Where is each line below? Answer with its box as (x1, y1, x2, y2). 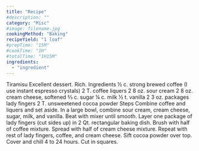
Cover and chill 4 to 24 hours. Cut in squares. (6, 138, 119, 146)
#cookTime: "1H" (6, 48, 47, 54)
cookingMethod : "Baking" (6, 31, 68, 37)
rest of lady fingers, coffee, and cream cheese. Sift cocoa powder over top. (6, 132, 192, 139)
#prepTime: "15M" (6, 43, 50, 49)
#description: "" (6, 14, 50, 20)
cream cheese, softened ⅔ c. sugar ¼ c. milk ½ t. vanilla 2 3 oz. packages (6, 93, 189, 101)
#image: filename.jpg (6, 25, 61, 32)
